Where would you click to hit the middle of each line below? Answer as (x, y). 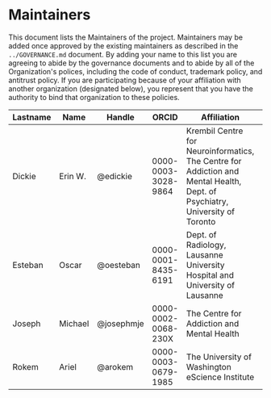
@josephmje (120, 323)
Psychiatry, (207, 201)
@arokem (115, 367)
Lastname (32, 117)
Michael (74, 323)
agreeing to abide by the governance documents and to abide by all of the (131, 63)
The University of (219, 357)
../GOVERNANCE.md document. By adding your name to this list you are (123, 54)
